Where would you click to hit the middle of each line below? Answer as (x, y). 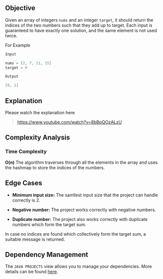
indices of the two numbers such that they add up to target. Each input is (79, 25)
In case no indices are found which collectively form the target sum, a (76, 234)
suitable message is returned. (35, 239)
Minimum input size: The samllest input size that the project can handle (85, 195)
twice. (11, 35)
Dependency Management (47, 255)
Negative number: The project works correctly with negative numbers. (84, 210)
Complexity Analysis (38, 138)
